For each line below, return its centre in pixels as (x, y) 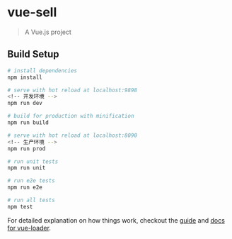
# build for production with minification (71, 116)
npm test (20, 206)
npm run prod (27, 149)
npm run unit (27, 168)
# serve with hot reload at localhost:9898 (72, 90)
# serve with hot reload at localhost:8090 (72, 135)
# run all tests (31, 200)
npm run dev (25, 104)
